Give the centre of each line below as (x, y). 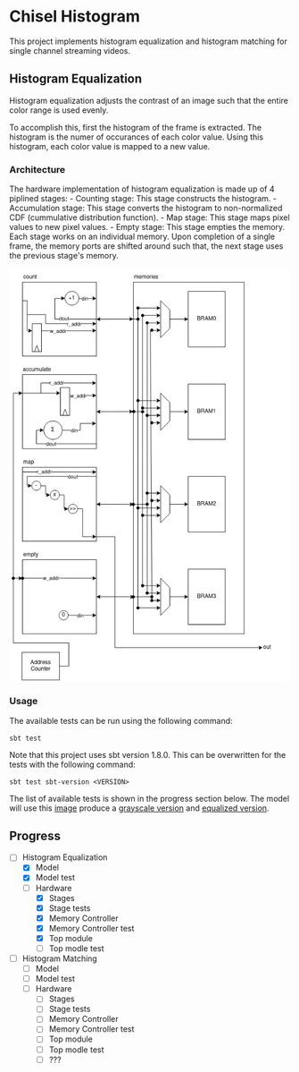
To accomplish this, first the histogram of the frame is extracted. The (135, 127)
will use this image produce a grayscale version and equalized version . (139, 808)
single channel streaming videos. (70, 50)
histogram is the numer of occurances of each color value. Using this (137, 137)
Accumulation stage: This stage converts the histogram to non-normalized (146, 208)
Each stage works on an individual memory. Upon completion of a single (142, 237)
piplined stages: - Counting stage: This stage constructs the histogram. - (143, 199)
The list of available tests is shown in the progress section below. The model (149, 798)
